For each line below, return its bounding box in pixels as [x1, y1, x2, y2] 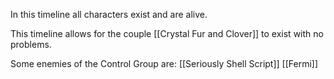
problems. [10, 39, 52, 50]
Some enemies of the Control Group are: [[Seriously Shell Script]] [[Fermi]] [10, 58, 319, 69]
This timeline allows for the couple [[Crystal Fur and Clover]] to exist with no [10, 28, 324, 39]
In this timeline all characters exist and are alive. [10, 9, 208, 20]
